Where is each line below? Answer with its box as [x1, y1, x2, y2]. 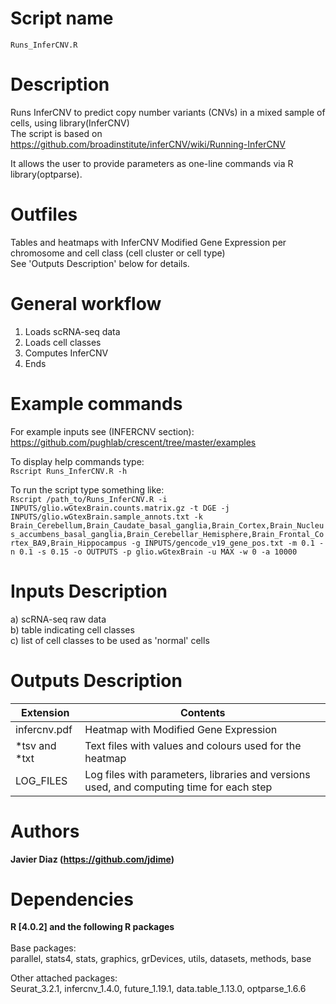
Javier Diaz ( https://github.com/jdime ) [10, 853, 175, 865]
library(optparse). [10, 168, 83, 180]
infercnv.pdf [15, 722, 73, 736]
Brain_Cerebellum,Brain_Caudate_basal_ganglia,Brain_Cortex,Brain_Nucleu [10, 520, 325, 531]
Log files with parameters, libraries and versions [84, 767, 311, 781]
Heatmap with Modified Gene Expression [84, 722, 278, 736]
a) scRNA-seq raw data [10, 613, 107, 625]
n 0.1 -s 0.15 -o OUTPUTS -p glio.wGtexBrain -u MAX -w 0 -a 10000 [10, 547, 298, 557]
